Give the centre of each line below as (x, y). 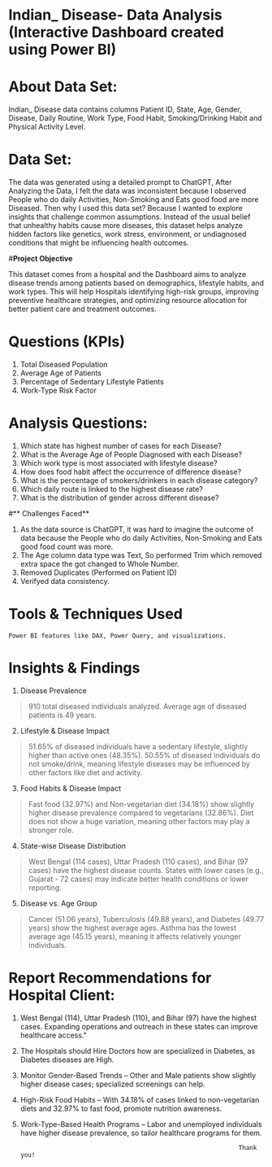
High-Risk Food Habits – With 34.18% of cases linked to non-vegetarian (140, 1099)
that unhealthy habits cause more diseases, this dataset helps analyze (126, 226)
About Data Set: (63, 87)
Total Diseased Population (64, 364)
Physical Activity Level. (47, 127)
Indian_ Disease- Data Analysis (115, 15)
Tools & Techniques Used (95, 614)
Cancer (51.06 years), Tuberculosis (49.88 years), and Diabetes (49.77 (146, 919)
